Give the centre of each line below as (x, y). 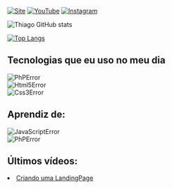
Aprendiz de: (36, 115)
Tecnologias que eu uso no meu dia (86, 60)
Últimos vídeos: (43, 161)
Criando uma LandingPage (55, 178)
